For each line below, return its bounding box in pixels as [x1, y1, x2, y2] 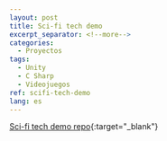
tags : [9, 55, 30, 64]
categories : [9, 38, 54, 48]
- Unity [17, 64, 47, 73]
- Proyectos [17, 47, 63, 56]
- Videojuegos [17, 80, 70, 89]
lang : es [9, 96, 42, 106]
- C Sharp [17, 72, 54, 81]
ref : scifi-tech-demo [9, 88, 91, 97]
